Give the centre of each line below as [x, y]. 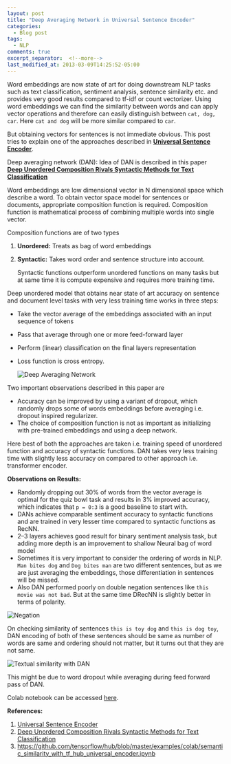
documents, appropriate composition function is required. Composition [108, 204]
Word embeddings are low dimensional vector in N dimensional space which [115, 190]
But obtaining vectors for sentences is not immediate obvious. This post [109, 134]
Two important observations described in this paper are [86, 388]
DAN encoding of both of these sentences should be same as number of [110, 635]
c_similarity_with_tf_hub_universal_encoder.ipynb [86, 753]
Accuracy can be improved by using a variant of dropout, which [107, 401]
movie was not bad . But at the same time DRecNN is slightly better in [114, 594]
